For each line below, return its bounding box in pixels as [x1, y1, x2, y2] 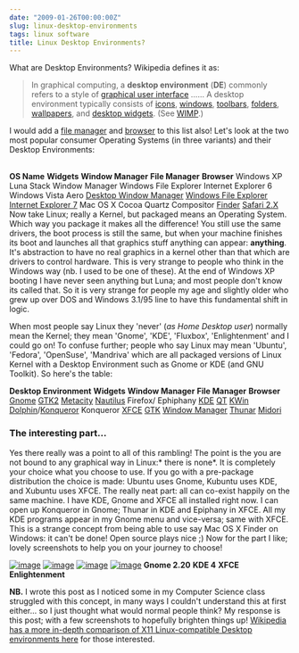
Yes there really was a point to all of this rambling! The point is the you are [9, 447, 282, 458]
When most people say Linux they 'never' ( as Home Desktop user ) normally [9, 321, 288, 332]
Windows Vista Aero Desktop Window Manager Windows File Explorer [9, 190, 268, 201]
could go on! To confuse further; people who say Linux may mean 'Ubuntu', [9, 340, 287, 351]
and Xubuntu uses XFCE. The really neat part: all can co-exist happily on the [9, 485, 290, 496]
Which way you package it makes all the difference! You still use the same [9, 219, 281, 229]
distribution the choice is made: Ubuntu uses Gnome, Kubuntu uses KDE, [9, 475, 278, 486]
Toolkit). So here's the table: [9, 368, 113, 379]
